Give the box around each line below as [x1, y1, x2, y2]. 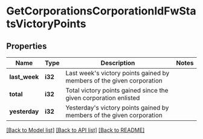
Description [100, 59, 135, 67]
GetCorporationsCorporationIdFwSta [6, 4, 196, 18]
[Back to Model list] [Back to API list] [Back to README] [6, 126, 145, 134]
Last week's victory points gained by [65, 69, 170, 77]
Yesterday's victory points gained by [65, 103, 169, 112]
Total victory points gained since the [65, 86, 169, 94]
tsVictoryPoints [6, 17, 86, 31]
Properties [6, 41, 47, 51]
